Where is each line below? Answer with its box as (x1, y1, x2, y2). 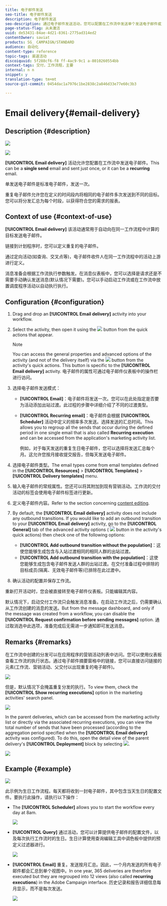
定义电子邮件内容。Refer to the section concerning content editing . (12, 500, 150, 506)
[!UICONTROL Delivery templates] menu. (12, 473, 98, 479)
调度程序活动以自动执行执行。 (9, 283, 71, 289)
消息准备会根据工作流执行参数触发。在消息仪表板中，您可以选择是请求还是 (5, 270, 158, 277)
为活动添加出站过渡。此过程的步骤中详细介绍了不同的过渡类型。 (19, 402, 151, 408)
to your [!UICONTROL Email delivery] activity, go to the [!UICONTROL (12, 521, 157, 527)
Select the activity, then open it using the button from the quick (12, 327, 148, 333)
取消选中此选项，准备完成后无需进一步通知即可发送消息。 (9, 623, 127, 629)
